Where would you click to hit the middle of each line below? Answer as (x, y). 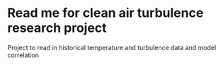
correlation (23, 55)
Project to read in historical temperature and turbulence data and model (112, 47)
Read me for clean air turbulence (105, 13)
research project (57, 28)
